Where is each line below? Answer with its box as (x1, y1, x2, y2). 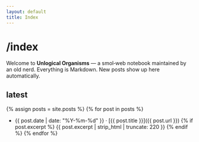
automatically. (6, 72, 40, 79)
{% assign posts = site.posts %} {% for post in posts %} (6, 106, 144, 113)
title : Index (6, 14, 39, 20)
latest (6, 89, 28, 100)
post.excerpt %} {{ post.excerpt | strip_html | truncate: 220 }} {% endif (14, 124, 188, 131)
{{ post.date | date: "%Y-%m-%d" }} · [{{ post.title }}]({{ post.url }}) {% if (14, 117, 193, 124)
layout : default (6, 8, 46, 15)
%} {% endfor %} (14, 129, 58, 137)
